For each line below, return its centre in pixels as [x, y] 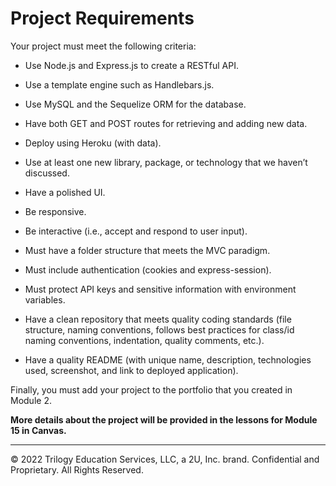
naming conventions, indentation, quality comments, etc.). [144, 340]
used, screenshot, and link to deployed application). [131, 370]
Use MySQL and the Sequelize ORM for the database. [135, 104]
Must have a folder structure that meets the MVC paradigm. [147, 250]
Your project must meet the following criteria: [103, 46]
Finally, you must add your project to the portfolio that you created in [151, 389]
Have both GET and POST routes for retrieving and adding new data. [166, 123]
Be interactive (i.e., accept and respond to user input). [136, 231]
